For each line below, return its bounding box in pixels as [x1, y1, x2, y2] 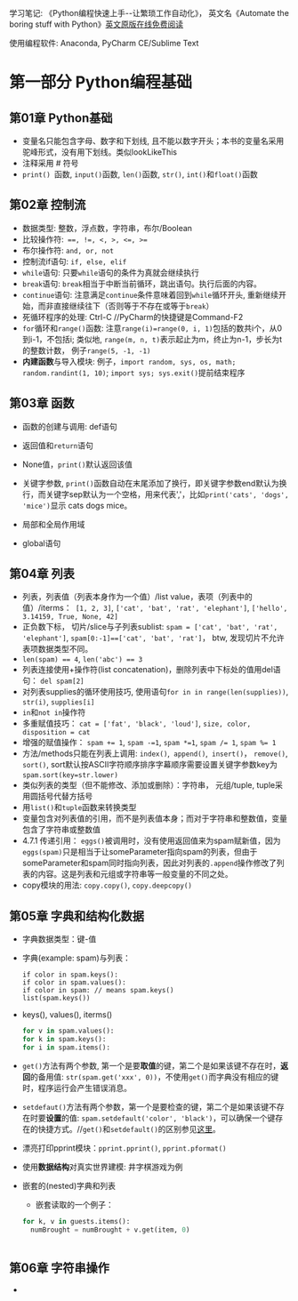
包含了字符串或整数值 [21, 824, 101, 835]
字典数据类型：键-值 [21, 934, 97, 944]
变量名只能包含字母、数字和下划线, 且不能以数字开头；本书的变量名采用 [21, 136, 285, 146]
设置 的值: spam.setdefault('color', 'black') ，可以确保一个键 [45, 1112, 276, 1123]
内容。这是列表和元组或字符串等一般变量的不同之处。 [37, 869, 233, 879]
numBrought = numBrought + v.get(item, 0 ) [30, 1225, 190, 1234]
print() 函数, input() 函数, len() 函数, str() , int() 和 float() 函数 [21, 169, 258, 180]
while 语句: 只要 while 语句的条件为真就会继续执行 [21, 267, 200, 277]
